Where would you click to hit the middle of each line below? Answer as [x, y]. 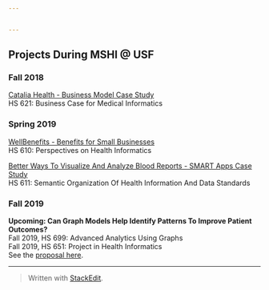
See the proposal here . [46, 255]
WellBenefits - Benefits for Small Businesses [81, 142]
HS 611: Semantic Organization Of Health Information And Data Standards [129, 183]
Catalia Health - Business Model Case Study [81, 95]
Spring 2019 [32, 124]
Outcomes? [28, 230]
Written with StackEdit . [66, 278]
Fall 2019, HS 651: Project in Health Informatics [85, 247]
